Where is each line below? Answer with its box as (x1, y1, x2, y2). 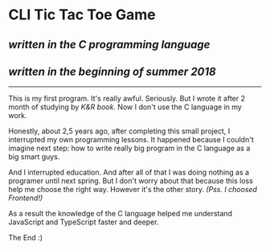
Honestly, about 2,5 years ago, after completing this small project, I (8, 126, 231, 136)
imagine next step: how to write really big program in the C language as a (8, 143, 251, 154)
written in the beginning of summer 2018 (8, 64, 216, 78)
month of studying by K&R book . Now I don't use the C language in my (8, 102, 243, 112)
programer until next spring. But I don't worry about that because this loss (8, 176, 253, 186)
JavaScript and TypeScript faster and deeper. (8, 217, 159, 227)
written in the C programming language (8, 38, 211, 51)
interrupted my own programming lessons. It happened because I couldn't (8, 135, 255, 145)
